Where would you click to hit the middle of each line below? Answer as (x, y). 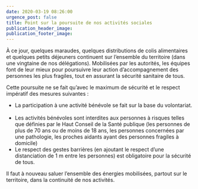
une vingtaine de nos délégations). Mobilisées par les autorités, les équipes (98, 64)
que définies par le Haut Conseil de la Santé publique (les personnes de (102, 124)
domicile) (26, 143)
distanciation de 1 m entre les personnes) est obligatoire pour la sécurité (103, 156)
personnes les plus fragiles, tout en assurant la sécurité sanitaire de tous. (95, 76)
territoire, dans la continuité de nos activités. (60, 180)
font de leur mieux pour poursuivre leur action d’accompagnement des (92, 70)
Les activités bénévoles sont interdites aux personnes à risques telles (100, 118)
